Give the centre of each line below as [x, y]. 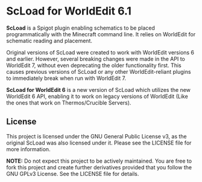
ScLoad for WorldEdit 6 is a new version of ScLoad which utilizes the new [99, 89]
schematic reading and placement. [49, 41]
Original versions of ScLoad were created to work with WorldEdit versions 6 [100, 52]
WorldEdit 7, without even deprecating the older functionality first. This [94, 65]
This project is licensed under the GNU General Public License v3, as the [96, 136]
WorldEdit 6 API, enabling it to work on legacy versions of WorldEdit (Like [97, 96]
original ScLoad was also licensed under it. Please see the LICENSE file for [99, 143]
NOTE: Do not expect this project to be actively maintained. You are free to [99, 161]
